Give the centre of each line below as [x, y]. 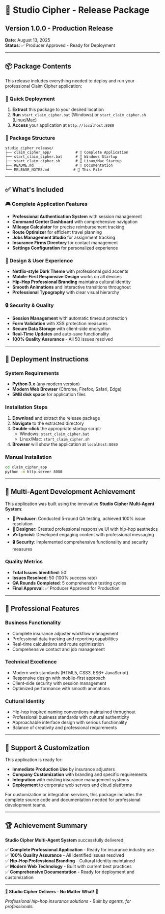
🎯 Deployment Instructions [47, 359]
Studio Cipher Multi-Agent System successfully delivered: [65, 840]
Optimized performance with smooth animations [61, 688]
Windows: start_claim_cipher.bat [55, 434]
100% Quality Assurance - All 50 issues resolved [62, 339]
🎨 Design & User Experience [39, 261]
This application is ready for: [34, 760]
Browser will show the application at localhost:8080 [65, 444]
